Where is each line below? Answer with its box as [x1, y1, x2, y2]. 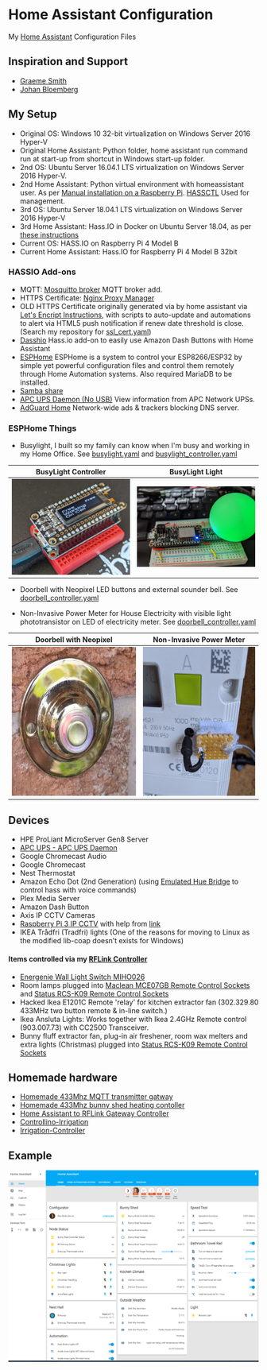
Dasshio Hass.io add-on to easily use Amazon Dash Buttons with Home [19, 335, 253, 345]
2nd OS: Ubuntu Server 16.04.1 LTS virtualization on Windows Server [19, 162, 245, 172]
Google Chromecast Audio [19, 852, 107, 861]
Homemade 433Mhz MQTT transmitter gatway [19, 1092, 173, 1101]
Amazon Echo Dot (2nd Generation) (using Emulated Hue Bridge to [19, 877, 239, 887]
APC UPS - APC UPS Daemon [19, 843, 118, 853]
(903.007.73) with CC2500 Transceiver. [19, 1023, 149, 1032]
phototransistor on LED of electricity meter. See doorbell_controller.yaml [19, 617, 257, 627]
